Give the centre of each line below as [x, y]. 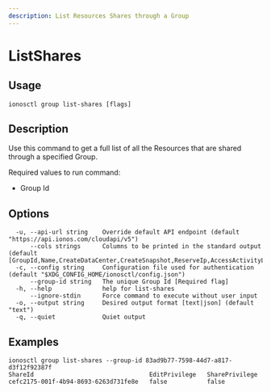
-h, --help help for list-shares [95, 289]
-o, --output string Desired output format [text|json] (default [135, 303]
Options [29, 214]
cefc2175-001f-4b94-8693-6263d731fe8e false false [117, 382]
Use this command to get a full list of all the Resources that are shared [125, 148]
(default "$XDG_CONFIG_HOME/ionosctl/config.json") [97, 275]
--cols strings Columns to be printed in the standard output [146, 247]
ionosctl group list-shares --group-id [75, 360]
